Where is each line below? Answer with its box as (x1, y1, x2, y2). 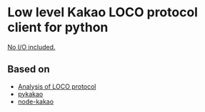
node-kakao (17, 97, 54, 106)
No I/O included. (7, 43, 56, 51)
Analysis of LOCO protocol (17, 82, 96, 91)
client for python (7, 19, 109, 35)
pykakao (17, 89, 44, 98)
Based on (7, 63, 50, 75)
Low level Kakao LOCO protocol (7, 4, 199, 21)
